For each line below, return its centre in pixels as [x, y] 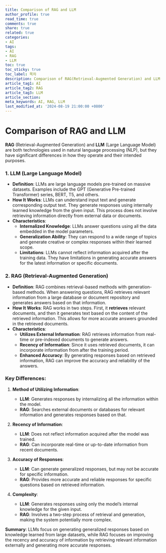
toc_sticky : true [23, 70]
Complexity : [25, 494]
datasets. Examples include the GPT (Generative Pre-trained [74, 189]
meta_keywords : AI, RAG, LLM [35, 102]
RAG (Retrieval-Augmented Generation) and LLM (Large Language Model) [81, 145]
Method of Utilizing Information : [46, 389]
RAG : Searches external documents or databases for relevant [82, 409]
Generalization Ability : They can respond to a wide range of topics [88, 237]
